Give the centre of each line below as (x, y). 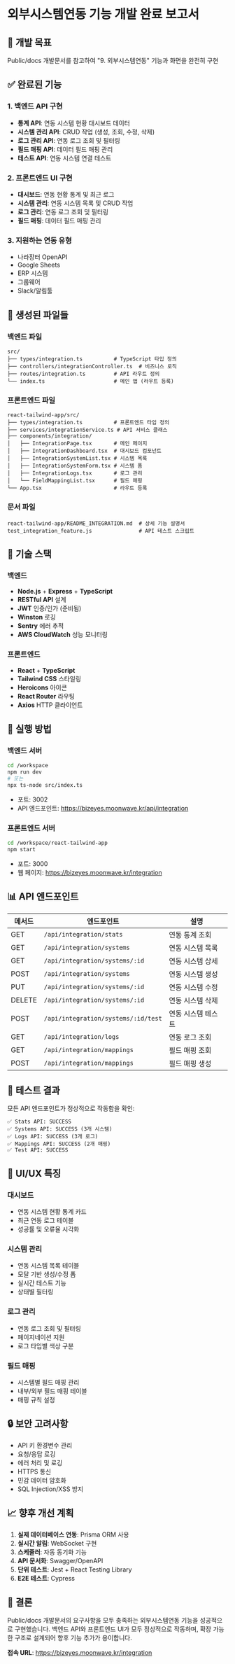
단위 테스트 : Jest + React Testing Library (74, 1569)
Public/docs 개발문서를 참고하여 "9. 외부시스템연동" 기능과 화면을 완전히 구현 (113, 61)
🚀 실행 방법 (30, 729)
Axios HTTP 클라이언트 (50, 705)
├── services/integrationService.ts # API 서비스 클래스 (87, 430)
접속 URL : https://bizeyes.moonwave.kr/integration (80, 1653)
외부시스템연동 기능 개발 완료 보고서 (103, 14)
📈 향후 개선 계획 (41, 1513)
